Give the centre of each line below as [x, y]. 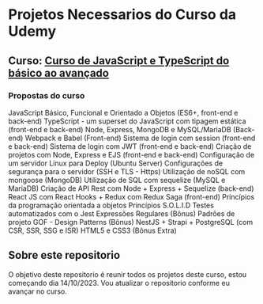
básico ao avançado [58, 73]
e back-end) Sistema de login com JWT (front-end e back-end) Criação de [130, 146]
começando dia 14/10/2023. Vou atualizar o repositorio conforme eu [119, 283]
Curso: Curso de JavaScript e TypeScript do [119, 61]
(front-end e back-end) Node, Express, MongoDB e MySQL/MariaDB [120, 129]
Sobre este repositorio [64, 255]
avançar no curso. [38, 291]
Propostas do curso [47, 95]
